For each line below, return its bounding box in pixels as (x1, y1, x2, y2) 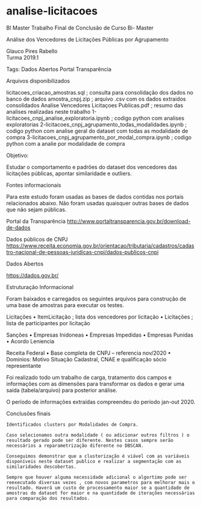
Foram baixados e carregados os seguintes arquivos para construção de (6, 295, 187, 302)
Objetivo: (6, 152, 29, 159)
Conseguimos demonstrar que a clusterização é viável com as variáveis (6, 453, 190, 459)
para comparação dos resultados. (6, 495, 90, 501)
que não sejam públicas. (6, 206, 67, 213)
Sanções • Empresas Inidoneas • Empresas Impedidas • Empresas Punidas (6, 331, 194, 338)
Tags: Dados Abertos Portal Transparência (6, 65, 112, 73)
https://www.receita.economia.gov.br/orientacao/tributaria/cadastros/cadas (6, 242, 194, 249)
